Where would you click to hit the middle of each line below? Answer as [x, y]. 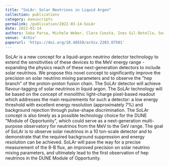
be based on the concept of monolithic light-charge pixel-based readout [80, 94]
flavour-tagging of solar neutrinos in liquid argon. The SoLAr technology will [84, 89]
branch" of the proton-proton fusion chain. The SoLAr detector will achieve [83, 83]
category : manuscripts [29, 19]
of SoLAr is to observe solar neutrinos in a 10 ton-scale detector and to [79, 131]
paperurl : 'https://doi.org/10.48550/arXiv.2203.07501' [65, 43]
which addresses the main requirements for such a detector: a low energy [82, 99]
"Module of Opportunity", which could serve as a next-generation [73, 120]
